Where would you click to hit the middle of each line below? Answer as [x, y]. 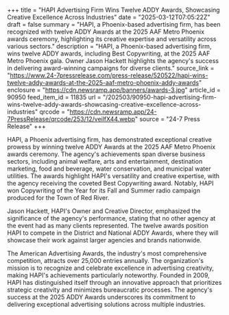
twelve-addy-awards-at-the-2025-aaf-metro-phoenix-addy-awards [103, 83]
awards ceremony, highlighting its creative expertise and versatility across [112, 39]
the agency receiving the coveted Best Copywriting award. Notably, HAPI [110, 183]
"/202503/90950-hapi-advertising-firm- [160, 97]
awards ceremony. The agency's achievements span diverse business [106, 154]
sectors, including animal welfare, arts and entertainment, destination [105, 161]
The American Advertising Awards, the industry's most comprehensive [107, 253]
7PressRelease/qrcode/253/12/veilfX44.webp [71, 119]
